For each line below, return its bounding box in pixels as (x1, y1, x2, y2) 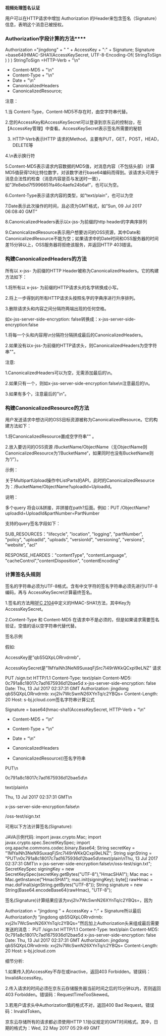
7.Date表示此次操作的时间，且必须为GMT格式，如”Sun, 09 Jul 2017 (5, 203, 142, 209)
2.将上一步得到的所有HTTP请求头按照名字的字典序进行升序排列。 (5, 295, 138, 301)
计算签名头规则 (5, 571, 41, 578)
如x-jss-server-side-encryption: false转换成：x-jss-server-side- (5, 316, 136, 322)
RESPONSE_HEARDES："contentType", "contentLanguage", (5, 552, 127, 558)
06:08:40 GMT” (5, 208, 38, 215)
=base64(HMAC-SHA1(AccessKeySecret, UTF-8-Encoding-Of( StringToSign (5, 52, 162, 58)
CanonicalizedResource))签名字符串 (12, 755, 86, 761)
